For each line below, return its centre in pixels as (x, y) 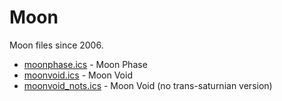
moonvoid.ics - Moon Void (78, 75)
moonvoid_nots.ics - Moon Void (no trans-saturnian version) (148, 85)
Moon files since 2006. (56, 45)
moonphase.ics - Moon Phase (85, 64)
